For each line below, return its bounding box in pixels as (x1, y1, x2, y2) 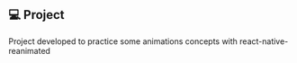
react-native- (238, 35, 289, 47)
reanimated (8, 45, 51, 56)
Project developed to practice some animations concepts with (8, 35, 238, 47)
